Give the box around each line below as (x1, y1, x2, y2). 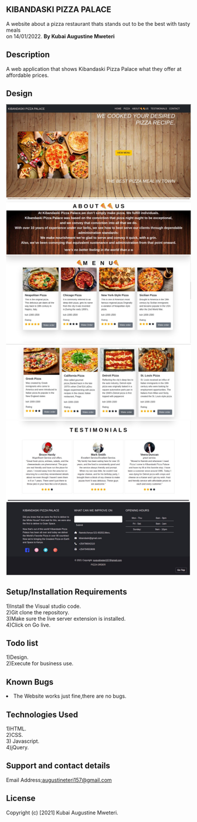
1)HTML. (6, 725, 26, 732)
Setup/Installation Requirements (6, 587, 127, 597)
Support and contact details (6, 761, 110, 771)
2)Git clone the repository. (6, 608, 69, 615)
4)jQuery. (6, 744, 29, 751)
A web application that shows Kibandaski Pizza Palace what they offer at (6, 65, 182, 72)
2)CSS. (6, 732, 23, 739)
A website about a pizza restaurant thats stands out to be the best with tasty (6, 20, 191, 27)
